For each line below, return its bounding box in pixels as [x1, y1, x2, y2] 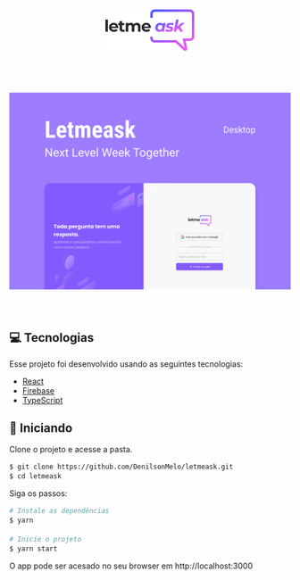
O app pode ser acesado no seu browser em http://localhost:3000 [9, 560, 253, 571]
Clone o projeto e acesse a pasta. [9, 444, 133, 455]
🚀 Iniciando [9, 420, 73, 435]
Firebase [21, 385, 55, 396]
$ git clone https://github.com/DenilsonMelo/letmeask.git [9, 462, 234, 472]
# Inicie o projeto [9, 534, 82, 543]
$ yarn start [9, 544, 58, 553]
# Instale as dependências [9, 507, 110, 516]
